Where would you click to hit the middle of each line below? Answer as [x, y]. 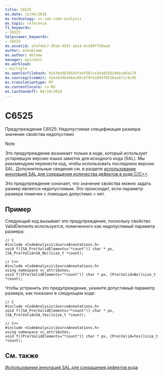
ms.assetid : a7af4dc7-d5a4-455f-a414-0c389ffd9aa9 [58, 46]
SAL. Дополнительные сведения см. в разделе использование [71, 169]
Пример [18, 209]
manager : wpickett [24, 60]
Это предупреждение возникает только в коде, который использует [76, 153]
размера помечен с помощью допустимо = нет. [55, 194]
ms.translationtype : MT [29, 82]
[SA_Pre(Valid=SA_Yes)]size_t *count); [46, 315]
